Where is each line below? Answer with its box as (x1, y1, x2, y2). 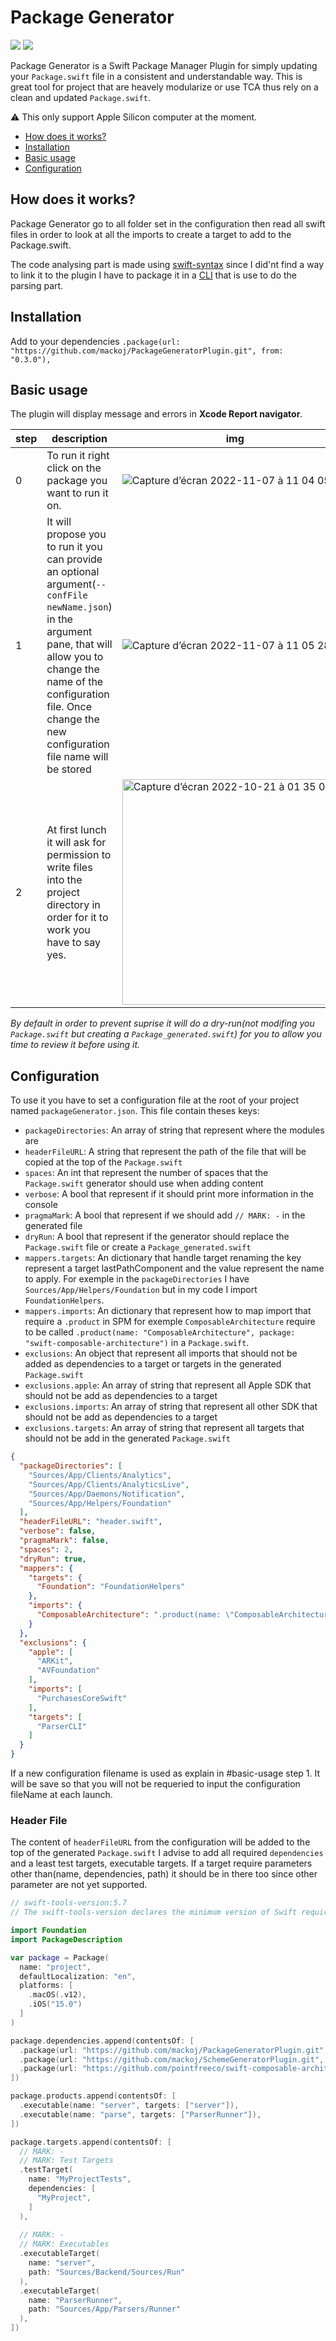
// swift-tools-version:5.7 (10, 1898, 128, 1908)
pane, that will (46, 637, 113, 651)
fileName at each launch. (10, 1789, 113, 1801)
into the (46, 872, 83, 886)
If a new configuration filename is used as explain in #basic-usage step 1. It (10, 1767, 321, 1780)
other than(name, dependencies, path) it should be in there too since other (10, 1868, 318, 1880)
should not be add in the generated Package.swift (24, 1432, 231, 1445)
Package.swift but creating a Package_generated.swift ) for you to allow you (10, 1028, 322, 1040)
